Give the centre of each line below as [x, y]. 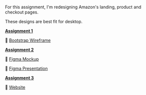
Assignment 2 [19, 50]
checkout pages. [22, 12]
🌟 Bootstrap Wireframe [28, 40]
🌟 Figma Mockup [22, 59]
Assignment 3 [19, 78]
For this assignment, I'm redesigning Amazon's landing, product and [73, 7]
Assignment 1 [19, 31]
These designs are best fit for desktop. [44, 22]
